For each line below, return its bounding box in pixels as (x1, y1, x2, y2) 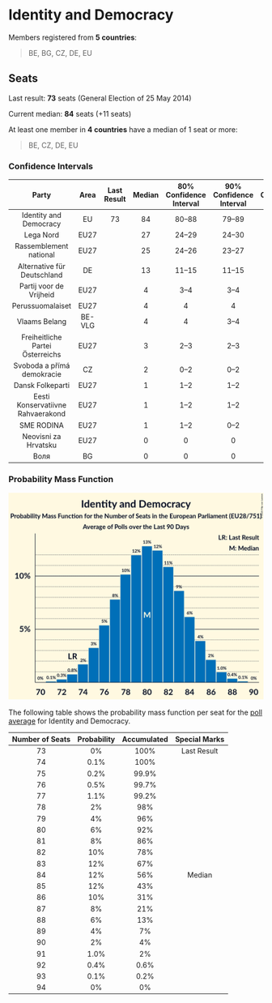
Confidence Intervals (8, 160, 93, 172)
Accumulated (121, 734, 168, 744)
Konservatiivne (16, 400, 67, 410)
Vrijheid (28, 289, 55, 299)
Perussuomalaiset (11, 301, 71, 311)
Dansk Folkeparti (13, 381, 70, 391)
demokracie (21, 369, 62, 378)
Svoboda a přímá (13, 361, 70, 370)
